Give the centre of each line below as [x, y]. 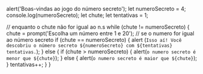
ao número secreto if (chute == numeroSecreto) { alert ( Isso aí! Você [94, 40]
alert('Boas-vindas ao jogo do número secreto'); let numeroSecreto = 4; [96, 9]
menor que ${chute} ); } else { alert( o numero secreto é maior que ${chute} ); [102, 58]
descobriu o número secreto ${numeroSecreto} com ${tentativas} [89, 45]
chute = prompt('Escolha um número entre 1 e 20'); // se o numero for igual [100, 33]
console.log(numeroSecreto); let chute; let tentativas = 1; [77, 15]
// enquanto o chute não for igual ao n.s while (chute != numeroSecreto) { [98, 27]
